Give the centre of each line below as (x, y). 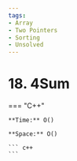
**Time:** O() (31, 120)
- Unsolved (26, 45)
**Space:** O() (33, 134)
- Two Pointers (33, 30)
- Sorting (24, 37)
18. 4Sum (39, 84)
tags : (17, 15)
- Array (21, 23)
